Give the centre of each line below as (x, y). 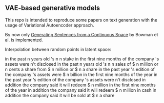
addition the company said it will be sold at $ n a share (60, 95)
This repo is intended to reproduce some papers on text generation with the (81, 20)
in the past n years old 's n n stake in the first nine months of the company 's (82, 59)
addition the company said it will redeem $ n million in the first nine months (81, 85)
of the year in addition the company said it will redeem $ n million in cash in (81, 90)
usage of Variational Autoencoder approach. (50, 25)
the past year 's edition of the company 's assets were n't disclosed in (75, 79)
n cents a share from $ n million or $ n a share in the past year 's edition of (80, 69)
